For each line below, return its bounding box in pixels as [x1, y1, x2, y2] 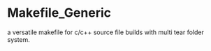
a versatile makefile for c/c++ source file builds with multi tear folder [7, 28, 204, 36]
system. [7, 35, 30, 43]
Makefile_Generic [7, 5, 112, 21]
